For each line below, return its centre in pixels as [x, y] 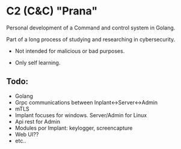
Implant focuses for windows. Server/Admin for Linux [81, 115]
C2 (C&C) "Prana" [52, 11]
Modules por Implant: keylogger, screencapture [74, 128]
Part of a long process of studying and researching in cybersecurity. [91, 39]
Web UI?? [27, 134]
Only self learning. [38, 62]
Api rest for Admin [37, 121]
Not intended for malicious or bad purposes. [70, 51]
